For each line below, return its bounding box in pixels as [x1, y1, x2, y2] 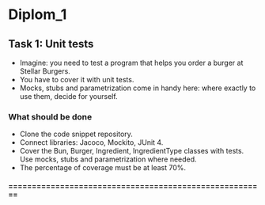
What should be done [8, 111, 93, 122]
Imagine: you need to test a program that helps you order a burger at [19, 58, 244, 67]
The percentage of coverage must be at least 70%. [19, 163, 187, 173]
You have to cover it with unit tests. [19, 75, 134, 84]
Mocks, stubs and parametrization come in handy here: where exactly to [19, 83, 256, 93]
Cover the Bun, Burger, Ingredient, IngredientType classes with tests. [19, 146, 244, 156]
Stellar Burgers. [19, 66, 71, 76]
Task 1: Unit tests [8, 37, 94, 51]
